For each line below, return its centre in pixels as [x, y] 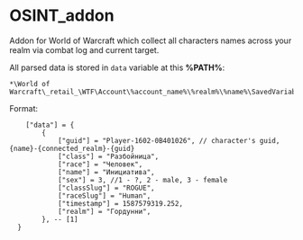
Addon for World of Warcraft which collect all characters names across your [151, 40]
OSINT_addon [62, 16]
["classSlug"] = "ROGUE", [106, 188]
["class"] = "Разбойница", [108, 156]
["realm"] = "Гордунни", [104, 211]
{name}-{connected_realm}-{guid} [72, 148]
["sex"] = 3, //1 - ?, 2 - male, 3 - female [142, 180]
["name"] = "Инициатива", [106, 172]
